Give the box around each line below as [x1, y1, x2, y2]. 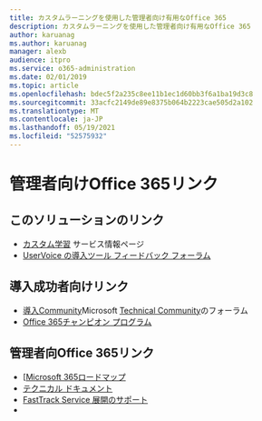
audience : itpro [9, 55, 71, 65]
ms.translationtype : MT [9, 106, 100, 115]
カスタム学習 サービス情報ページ [22, 238, 145, 249]
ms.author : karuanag [9, 38, 88, 48]
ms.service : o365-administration [9, 65, 136, 74]
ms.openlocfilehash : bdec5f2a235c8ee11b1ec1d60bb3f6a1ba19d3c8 [9, 89, 254, 98]
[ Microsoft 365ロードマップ [22, 371, 127, 382]
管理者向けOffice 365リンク [9, 174, 218, 195]
